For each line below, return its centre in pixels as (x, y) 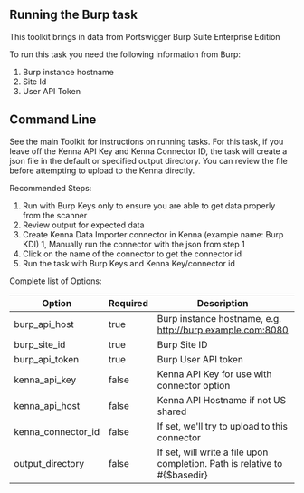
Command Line (53, 120)
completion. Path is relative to (220, 463)
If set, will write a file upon (213, 452)
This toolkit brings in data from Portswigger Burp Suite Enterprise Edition (145, 36)
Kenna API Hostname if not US (222, 400)
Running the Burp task (74, 15)
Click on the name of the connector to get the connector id (132, 254)
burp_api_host (44, 324)
